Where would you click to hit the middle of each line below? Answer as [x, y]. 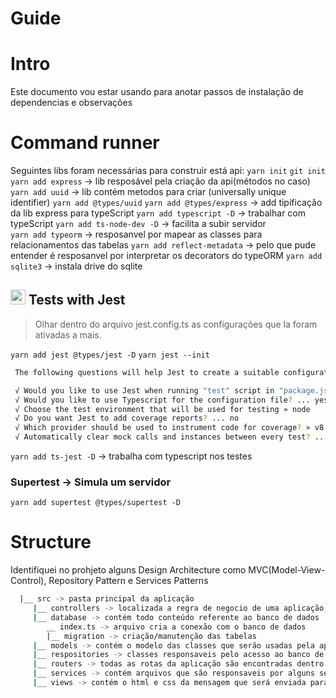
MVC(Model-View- [287, 570]
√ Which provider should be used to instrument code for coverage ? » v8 [169, 428]
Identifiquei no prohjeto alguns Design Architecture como [128, 570]
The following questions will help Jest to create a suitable [147, 372]
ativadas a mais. [68, 334]
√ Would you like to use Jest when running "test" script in [144, 390]
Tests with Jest [77, 300]
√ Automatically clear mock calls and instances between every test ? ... [171, 437]
